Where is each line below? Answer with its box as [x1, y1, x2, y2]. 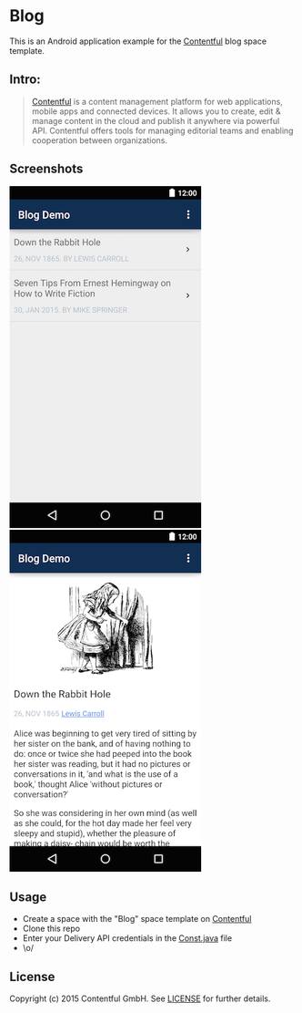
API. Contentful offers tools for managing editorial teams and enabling [31, 125, 294, 136]
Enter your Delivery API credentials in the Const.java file [22, 933, 233, 944]
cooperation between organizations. [31, 134, 168, 146]
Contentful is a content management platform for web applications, [31, 96, 284, 107]
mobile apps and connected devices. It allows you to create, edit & [31, 106, 281, 117]
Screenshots [9, 161, 84, 177]
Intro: [9, 72, 41, 88]
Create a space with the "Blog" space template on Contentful [22, 914, 252, 925]
